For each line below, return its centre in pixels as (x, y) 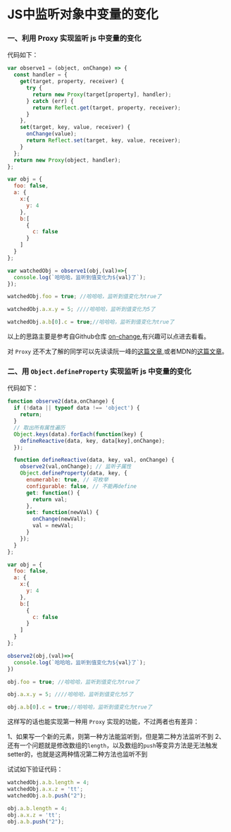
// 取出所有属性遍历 (39, 427)
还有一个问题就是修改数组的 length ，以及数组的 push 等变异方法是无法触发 (113, 745)
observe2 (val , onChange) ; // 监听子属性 (76, 467)
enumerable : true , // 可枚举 (67, 480)
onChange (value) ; (51, 134)
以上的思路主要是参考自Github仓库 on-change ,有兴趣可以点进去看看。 (108, 336)
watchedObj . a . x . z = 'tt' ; (45, 789)
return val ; (50, 499)
